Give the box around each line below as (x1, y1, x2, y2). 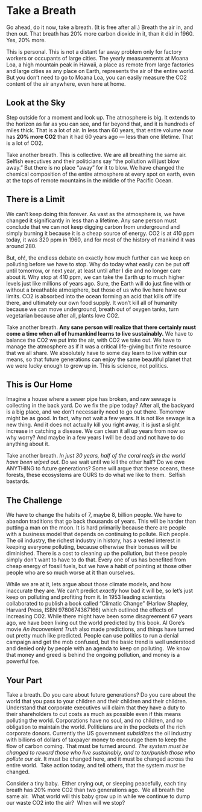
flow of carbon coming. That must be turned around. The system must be (6, 743, 189, 749)
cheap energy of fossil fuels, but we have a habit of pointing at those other (6, 563, 192, 570)
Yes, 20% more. (6, 36, 46, 43)
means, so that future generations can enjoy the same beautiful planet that (6, 356, 192, 363)
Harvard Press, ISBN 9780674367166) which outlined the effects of (6, 606, 174, 613)
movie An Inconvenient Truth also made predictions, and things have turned (6, 625, 195, 633)
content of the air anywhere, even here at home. (6, 80, 126, 88)
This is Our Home (6, 379, 72, 389)
